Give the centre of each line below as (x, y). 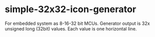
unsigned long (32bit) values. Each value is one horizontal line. (71, 28)
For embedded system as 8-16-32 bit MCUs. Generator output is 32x (77, 23)
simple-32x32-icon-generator (71, 9)
